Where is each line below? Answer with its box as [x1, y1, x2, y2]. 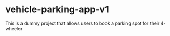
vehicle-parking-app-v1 [5, 4, 109, 15]
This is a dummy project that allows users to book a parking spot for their [5, 20, 160, 26]
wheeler [5, 25, 23, 31]
